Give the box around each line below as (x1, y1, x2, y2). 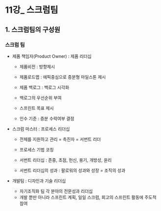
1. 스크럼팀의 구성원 (5, 25, 60, 34)
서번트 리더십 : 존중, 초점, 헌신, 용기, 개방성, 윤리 (19, 157, 112, 163)
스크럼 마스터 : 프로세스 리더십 (12, 126, 70, 132)
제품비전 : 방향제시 (19, 63, 55, 69)
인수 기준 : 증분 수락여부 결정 (19, 115, 74, 121)
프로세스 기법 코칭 (19, 147, 54, 152)
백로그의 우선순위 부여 (19, 95, 62, 101)
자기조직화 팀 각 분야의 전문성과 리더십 (19, 188, 93, 194)
